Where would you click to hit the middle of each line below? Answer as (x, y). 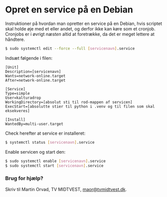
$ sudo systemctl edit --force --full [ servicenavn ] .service (70, 48)
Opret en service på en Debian (69, 10)
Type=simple (17, 93)
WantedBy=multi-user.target (34, 124)
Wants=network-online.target (35, 76)
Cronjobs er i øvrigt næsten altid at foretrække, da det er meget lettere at (80, 34)
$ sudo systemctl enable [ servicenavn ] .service (56, 161)
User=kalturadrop (23, 98)
